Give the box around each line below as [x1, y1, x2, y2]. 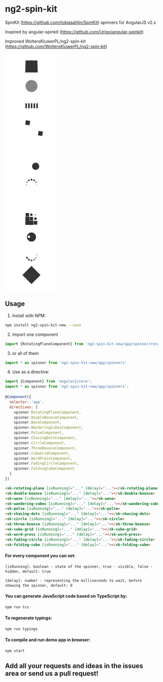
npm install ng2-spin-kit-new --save [5, 322, 81, 328]
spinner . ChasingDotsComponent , [14, 436, 77, 440]
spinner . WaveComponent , [14, 420, 62, 425]
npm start [5, 648, 25, 653]
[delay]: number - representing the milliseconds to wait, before [5, 578, 142, 583]
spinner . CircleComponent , [14, 440, 66, 445]
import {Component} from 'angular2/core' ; [5, 379, 92, 384]
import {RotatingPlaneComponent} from [5, 341, 83, 346]
